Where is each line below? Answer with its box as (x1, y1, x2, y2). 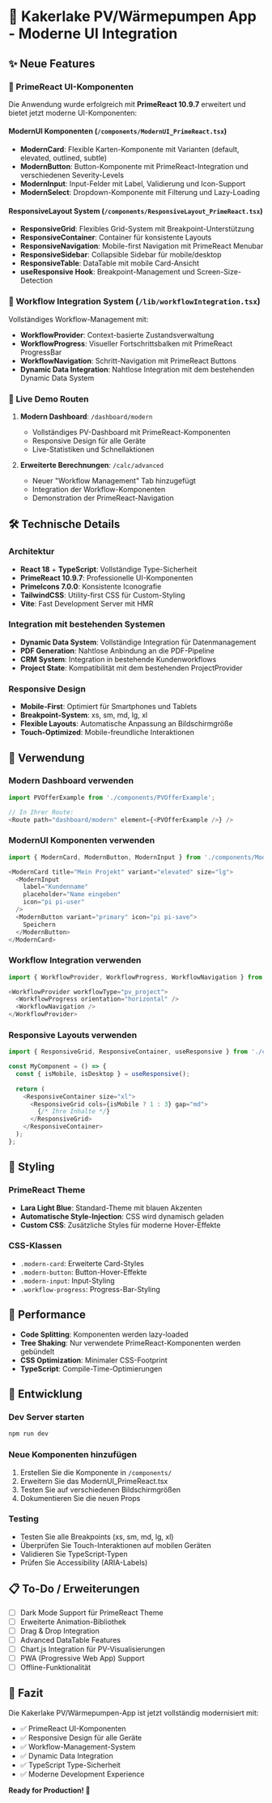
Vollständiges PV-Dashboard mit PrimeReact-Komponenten (32, 427, 231, 436)
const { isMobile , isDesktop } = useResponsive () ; (15, 1070, 190, 1078)
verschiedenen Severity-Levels (19, 170, 124, 181)
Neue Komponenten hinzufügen (8, 1449, 138, 1461)
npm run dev (8, 1430, 49, 1438)
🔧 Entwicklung (8, 1388, 83, 1401)
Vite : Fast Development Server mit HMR (19, 598, 154, 608)
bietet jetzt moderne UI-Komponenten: (8, 108, 138, 117)
